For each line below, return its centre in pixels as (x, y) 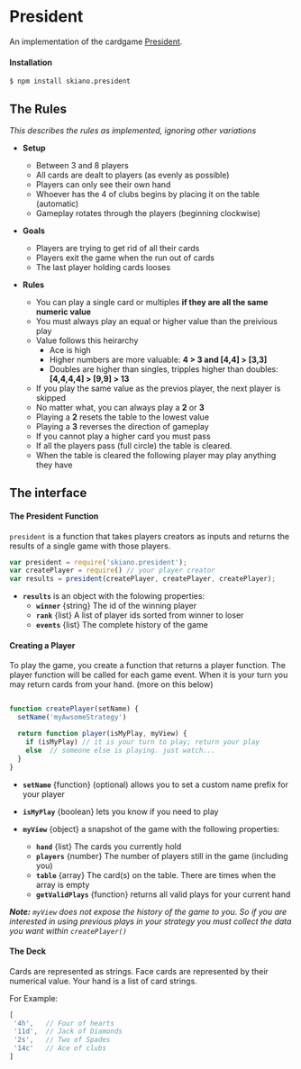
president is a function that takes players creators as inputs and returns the (150, 536)
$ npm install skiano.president (70, 82)
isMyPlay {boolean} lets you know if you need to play (120, 811)
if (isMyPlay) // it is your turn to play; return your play (142, 742)
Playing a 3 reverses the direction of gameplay (122, 426)
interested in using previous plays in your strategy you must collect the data (150, 921)
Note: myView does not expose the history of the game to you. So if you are (148, 911)
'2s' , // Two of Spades (62, 1040)
